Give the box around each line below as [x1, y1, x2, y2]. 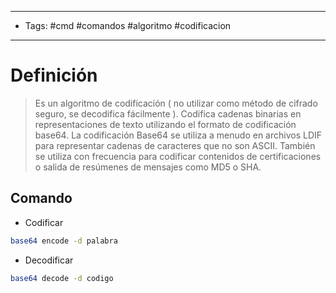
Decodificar [24, 254, 74, 266]
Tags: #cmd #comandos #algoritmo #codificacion [24, 20, 232, 31]
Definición [10, 64, 98, 87]
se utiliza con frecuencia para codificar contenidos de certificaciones [34, 150, 322, 162]
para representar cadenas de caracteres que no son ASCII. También [34, 139, 316, 151]
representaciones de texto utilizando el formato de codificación [34, 118, 297, 130]
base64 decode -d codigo [10, 273, 114, 283]
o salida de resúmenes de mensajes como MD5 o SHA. [34, 161, 262, 173]
